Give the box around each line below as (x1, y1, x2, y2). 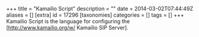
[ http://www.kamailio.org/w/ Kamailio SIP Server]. (6, 24, 128, 31)
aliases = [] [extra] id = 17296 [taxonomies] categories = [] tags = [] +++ (6, 11, 184, 18)
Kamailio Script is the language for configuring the (6, 18, 130, 24)
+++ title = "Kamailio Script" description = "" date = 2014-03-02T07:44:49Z (6, 5, 194, 12)
